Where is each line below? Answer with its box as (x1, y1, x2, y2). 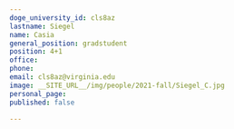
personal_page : (9, 89, 67, 98)
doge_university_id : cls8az (9, 13, 116, 23)
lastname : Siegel (9, 22, 75, 31)
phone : (9, 64, 34, 74)
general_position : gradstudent (9, 38, 128, 48)
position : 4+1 (9, 47, 63, 56)
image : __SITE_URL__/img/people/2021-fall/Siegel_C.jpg (9, 81, 225, 90)
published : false (9, 97, 75, 107)
